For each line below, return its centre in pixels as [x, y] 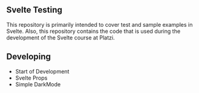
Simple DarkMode [38, 84]
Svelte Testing [34, 10]
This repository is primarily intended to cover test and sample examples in [99, 24]
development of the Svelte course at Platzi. [61, 37]
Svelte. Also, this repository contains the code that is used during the [93, 31]
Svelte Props [31, 78]
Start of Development [42, 71]
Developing [28, 57]
